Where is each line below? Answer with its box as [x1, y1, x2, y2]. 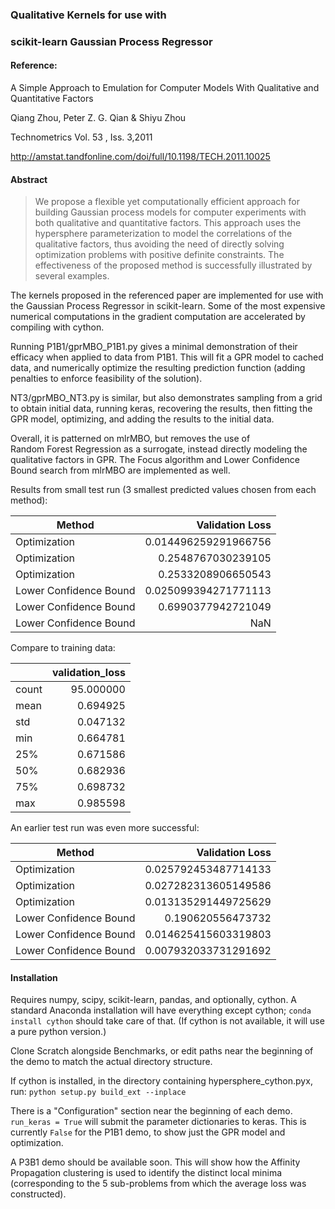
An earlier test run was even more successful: [10, 822, 200, 834]
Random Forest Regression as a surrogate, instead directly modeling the [10, 443, 308, 455]
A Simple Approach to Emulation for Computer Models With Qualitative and [10, 82, 320, 94]
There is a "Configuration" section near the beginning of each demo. [10, 1105, 293, 1117]
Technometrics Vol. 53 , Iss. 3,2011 [10, 131, 153, 143]
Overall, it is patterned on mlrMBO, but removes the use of [10, 433, 251, 445]
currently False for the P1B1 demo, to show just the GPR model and [10, 1126, 286, 1138]
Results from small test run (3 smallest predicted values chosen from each [10, 484, 317, 496]
